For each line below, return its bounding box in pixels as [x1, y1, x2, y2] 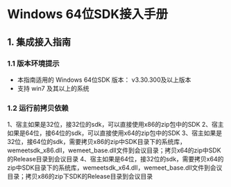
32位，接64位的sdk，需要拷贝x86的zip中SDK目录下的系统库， [7, 138, 186, 146]
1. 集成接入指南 [7, 36, 71, 48]
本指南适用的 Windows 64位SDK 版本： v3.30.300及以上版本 [17, 75, 191, 84]
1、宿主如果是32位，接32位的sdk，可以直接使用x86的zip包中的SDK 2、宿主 [7, 121, 224, 129]
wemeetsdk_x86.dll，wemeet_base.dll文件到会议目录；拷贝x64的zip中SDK [7, 146, 221, 154]
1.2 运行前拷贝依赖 [7, 103, 69, 113]
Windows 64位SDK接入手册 [7, 6, 169, 22]
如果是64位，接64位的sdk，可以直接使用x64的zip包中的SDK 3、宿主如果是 [7, 129, 223, 137]
